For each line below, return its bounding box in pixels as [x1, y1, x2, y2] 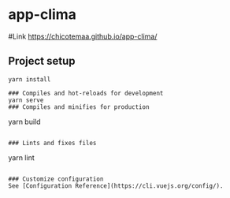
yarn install [8, 75, 51, 84]
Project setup [8, 54, 76, 68]
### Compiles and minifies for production [8, 103, 150, 111]
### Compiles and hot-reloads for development [8, 89, 164, 97]
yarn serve [8, 96, 44, 104]
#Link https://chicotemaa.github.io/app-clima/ [8, 32, 158, 41]
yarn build [8, 117, 41, 126]
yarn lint [8, 152, 35, 163]
